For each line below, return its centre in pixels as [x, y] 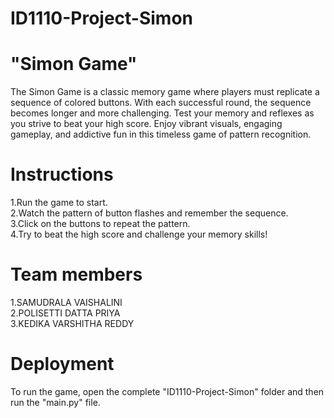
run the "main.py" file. [55, 402]
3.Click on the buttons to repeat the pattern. [100, 224]
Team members [76, 274]
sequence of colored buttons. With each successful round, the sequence [161, 103]
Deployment [62, 364]
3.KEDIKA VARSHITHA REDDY [72, 323]
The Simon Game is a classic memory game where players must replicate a [165, 92]
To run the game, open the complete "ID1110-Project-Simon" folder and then [167, 391]
